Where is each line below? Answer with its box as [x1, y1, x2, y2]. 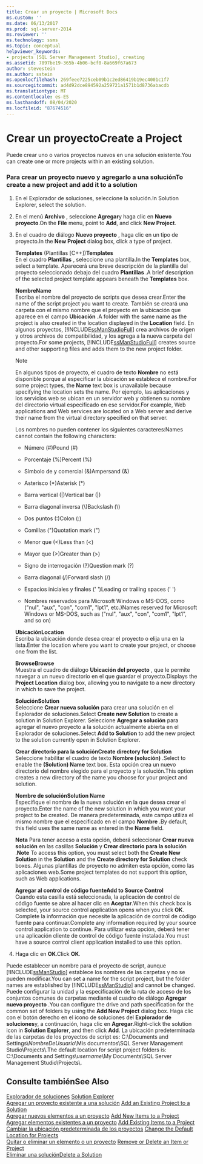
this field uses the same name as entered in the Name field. [15, 824, 164, 831]
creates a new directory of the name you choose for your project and [15, 773, 188, 781]
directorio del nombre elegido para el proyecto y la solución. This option [15, 767, 194, 775]
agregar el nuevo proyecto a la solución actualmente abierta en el [15, 723, 179, 730]
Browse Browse [15, 660, 55, 667]
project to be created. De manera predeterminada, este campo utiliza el [15, 811, 194, 818]
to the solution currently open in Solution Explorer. [15, 736, 141, 743]
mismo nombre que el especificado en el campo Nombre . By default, [15, 818, 188, 825]
